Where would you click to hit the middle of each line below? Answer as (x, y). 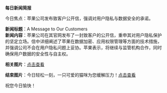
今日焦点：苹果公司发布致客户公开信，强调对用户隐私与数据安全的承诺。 (79, 18)
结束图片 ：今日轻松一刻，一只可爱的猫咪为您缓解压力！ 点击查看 (70, 75)
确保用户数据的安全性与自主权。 (38, 54)
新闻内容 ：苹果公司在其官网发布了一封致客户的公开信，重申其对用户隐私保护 (83, 35)
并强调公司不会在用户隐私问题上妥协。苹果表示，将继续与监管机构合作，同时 (83, 47)
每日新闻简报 (18, 8)
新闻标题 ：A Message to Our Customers (46, 29)
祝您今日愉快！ (20, 86)
